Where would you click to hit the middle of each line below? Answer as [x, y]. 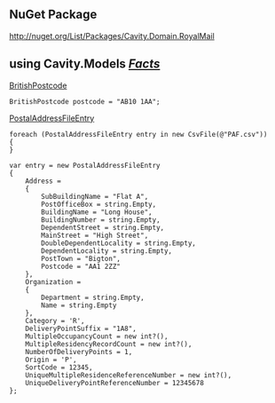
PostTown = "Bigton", [81, 258]
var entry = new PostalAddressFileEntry [85, 165]
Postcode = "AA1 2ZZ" [81, 266]
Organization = [53, 282]
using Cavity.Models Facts [85, 64]
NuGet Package [53, 15]
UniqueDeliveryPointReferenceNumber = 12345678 [114, 383]
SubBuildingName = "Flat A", [95, 196]
